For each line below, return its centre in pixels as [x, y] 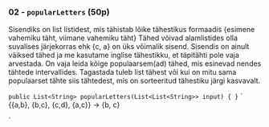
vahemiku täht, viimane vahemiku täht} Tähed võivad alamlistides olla [123, 38]
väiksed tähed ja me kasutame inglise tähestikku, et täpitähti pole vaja [124, 55]
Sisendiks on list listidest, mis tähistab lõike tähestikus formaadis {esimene [132, 30]
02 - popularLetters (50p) [59, 12]
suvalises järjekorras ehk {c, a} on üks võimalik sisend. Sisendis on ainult [129, 47]
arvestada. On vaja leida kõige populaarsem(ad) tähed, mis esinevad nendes [135, 63]
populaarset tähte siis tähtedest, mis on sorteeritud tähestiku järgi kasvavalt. [134, 81]
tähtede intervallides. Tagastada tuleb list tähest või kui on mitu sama [122, 72]
